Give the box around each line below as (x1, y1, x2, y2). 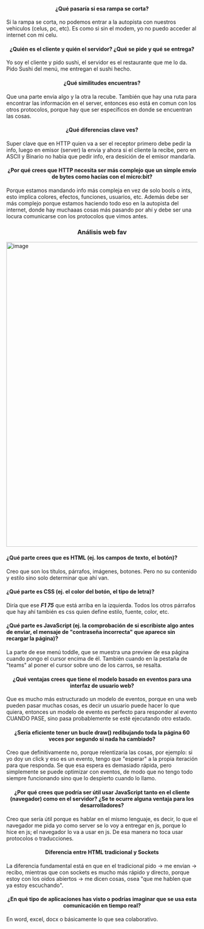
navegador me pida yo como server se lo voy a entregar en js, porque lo (6, 822, 187, 829)
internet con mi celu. (6, 31, 58, 39)
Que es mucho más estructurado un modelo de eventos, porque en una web (6, 696, 197, 703)
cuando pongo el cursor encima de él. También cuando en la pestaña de (6, 655, 188, 662)
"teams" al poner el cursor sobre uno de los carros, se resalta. (6, 661, 162, 669)
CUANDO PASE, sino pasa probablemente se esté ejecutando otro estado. (6, 715, 192, 722)
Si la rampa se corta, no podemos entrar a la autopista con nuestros (6, 18, 176, 26)
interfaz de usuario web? (69, 682, 135, 689)
